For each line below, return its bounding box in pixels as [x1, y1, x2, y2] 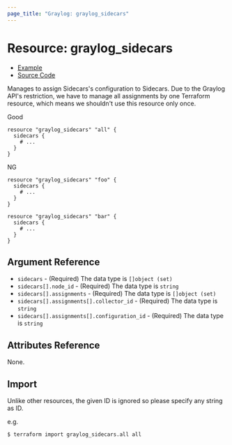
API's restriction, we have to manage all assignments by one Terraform [7, 91, 210, 100]
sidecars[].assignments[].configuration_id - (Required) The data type [17, 312, 224, 320]
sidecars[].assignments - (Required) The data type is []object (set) [17, 289, 217, 298]
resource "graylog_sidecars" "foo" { [7, 176, 117, 183]
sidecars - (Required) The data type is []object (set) [17, 275, 173, 283]
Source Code [17, 70, 56, 79]
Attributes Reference [7, 339, 100, 351]
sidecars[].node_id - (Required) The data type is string [17, 282, 179, 290]
